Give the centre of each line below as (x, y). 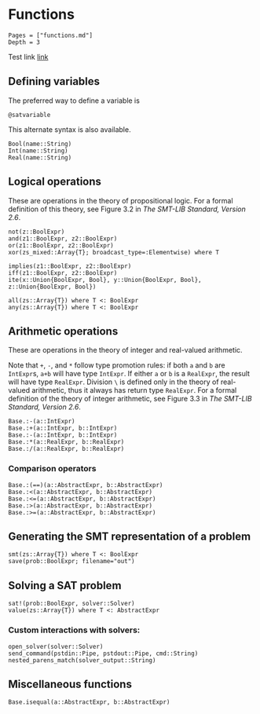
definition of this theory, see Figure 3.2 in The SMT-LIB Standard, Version (127, 209)
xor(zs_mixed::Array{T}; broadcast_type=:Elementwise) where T (114, 252)
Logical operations (55, 182)
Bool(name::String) (40, 144)
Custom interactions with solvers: (74, 630)
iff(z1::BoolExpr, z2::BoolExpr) (63, 273)
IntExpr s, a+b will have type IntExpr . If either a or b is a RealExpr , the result (129, 374)
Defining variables (54, 81)
